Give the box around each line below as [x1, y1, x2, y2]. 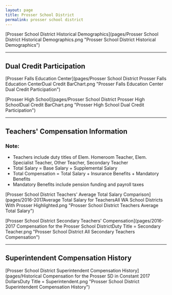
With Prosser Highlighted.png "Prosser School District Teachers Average [5, 202, 159, 208]
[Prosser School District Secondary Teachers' [5, 217, 102, 224]
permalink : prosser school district [5, 17, 83, 22]
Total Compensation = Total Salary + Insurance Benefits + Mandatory [12, 170, 159, 176]
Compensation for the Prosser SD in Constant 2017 [42, 273, 150, 279]
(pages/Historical [5, 273, 42, 279]
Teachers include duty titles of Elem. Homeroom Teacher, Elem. [12, 154, 147, 160]
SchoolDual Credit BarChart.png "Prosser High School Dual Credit [5, 102, 144, 108]
